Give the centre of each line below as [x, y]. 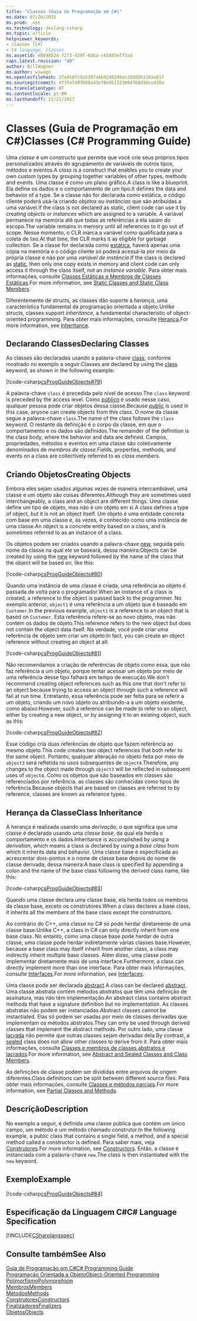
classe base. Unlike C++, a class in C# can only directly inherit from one [93, 930]
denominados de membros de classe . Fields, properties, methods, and [91, 450]
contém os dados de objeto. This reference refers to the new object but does [98, 623]
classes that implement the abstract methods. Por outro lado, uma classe [95, 1029]
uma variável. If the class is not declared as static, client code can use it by [96, 207]
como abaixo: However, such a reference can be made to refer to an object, [97, 709]
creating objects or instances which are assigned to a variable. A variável [95, 213]
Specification [31, 1222]
